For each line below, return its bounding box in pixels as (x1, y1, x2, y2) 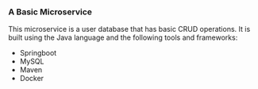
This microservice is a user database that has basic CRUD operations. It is (8, 25, 251, 34)
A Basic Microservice (8, 6, 93, 17)
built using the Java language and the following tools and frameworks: (8, 33, 238, 42)
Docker (19, 74, 44, 83)
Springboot (19, 48, 57, 58)
